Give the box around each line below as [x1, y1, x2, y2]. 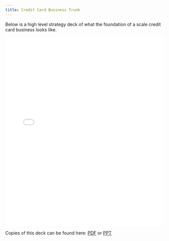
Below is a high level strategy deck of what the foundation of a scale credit [5, 21, 161, 27]
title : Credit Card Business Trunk [5, 7, 80, 13]
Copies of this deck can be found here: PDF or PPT [5, 230, 112, 236]
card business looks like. [5, 26, 57, 33]
